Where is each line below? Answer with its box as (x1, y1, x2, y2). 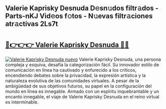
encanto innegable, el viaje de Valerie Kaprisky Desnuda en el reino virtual (5, 94, 160, 99)
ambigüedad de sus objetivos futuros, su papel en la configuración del (5, 83, 152, 89)
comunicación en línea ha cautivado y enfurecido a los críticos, (5, 67, 137, 73)
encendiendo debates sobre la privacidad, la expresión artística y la (5, 72, 146, 78)
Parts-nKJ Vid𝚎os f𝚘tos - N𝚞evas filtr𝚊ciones (5, 12, 153, 21)
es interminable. (5, 99, 39, 105)
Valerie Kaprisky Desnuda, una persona (79, 56, 161, 62)
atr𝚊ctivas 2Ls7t (5, 20, 59, 28)
